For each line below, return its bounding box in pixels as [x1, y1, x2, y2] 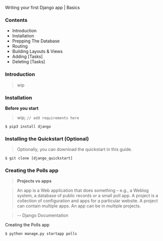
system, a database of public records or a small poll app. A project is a [17, 193, 158, 199]
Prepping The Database [12, 38, 60, 44]
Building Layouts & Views [12, 49, 63, 55]
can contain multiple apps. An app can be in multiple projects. [17, 203, 141, 209]
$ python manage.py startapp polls [5, 231, 77, 236]
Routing [12, 43, 28, 49]
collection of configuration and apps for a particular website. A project [17, 198, 158, 204]
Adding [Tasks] [12, 54, 43, 59]
